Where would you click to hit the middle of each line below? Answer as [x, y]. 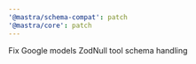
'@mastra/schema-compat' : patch [68, 17]
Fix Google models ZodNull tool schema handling [98, 50]
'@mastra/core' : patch [50, 25]
